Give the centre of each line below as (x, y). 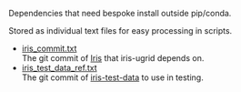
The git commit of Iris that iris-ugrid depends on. (113, 58)
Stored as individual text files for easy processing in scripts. (120, 31)
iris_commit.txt (49, 48)
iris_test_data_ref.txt (59, 68)
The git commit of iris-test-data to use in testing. (112, 77)
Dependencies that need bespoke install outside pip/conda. (120, 13)
